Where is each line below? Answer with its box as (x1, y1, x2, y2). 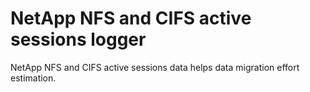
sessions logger (10, 28, 147, 51)
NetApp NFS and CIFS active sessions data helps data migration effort (10, 61, 300, 73)
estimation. (10, 72, 57, 84)
